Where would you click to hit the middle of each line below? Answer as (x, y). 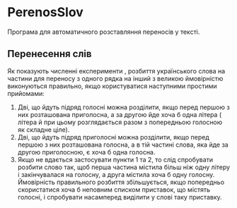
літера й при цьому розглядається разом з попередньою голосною (120, 122)
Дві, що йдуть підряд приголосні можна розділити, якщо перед (114, 137)
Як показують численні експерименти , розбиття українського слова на (116, 71)
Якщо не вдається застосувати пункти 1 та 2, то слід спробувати (115, 159)
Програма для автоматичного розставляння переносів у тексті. (104, 32)
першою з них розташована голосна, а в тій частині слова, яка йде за (123, 145)
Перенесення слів (50, 54)
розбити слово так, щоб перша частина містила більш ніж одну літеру (124, 167)
